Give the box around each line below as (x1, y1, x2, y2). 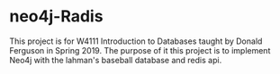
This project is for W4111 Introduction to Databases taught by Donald (9, 36, 263, 46)
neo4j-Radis (9, 6, 104, 27)
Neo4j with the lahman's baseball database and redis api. (9, 54, 222, 65)
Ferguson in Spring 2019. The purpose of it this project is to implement (9, 45, 271, 55)
